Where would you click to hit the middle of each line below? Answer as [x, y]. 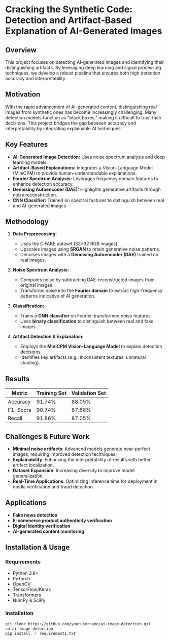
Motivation [23, 95]
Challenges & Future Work [47, 437]
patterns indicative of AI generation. [58, 296]
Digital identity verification [41, 526]
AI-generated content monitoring [48, 531]
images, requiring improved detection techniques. [64, 454]
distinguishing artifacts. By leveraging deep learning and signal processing [83, 68]
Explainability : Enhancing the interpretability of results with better [82, 460]
